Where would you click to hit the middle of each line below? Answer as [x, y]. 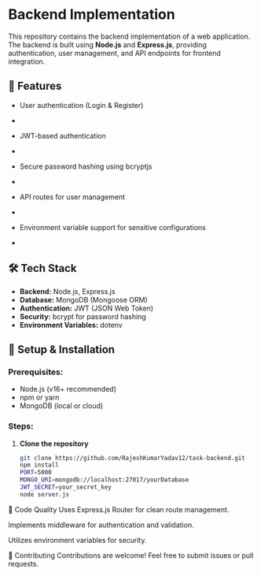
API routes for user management [72, 197]
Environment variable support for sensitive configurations [112, 227]
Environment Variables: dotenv [71, 325]
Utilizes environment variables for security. [77, 540]
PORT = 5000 [36, 473]
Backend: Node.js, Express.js [67, 291]
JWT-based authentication [62, 136]
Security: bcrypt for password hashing [83, 316]
